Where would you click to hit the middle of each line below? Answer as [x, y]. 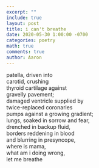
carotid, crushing [28, 81]
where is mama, [26, 146]
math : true [20, 46]
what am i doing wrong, [36, 153]
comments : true [26, 52]
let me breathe [25, 159]
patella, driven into [29, 75]
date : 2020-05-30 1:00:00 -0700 [47, 35]
